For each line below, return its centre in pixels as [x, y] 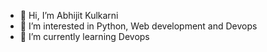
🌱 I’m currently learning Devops [84, 36]
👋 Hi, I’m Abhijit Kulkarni [69, 15]
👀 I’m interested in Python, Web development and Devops [138, 26]
